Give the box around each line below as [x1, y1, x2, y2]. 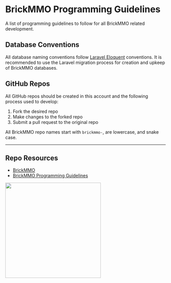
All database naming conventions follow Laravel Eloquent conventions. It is [5, 54, 162, 60]
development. [5, 25, 34, 32]
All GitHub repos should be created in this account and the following [5, 93, 149, 99]
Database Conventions [5, 41, 80, 49]
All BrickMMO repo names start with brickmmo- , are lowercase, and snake [5, 129, 159, 135]
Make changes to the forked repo [12, 113, 83, 120]
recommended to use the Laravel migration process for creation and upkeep [5, 59, 165, 66]
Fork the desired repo [12, 108, 59, 114]
